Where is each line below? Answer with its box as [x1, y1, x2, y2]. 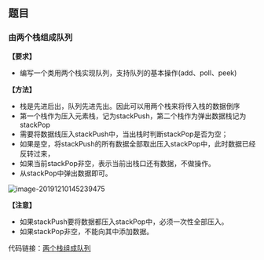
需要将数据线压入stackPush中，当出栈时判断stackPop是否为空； [19, 129, 229, 139]
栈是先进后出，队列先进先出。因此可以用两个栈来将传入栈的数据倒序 [19, 101, 240, 110]
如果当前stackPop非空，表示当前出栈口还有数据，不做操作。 [19, 158, 216, 168]
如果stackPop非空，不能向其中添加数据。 [19, 226, 154, 236]
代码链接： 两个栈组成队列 [8, 243, 91, 252]
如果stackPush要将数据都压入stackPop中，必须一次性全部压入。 [19, 217, 229, 226]
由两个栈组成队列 [8, 32, 73, 43]
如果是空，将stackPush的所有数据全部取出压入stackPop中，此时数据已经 [19, 139, 256, 148]
